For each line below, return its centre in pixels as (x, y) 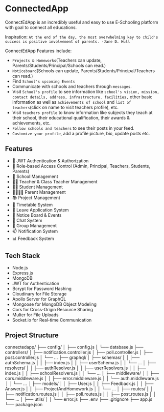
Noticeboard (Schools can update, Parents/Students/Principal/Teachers (83, 71)
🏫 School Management (35, 176)
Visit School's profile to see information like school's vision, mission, (86, 91)
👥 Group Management (35, 225)
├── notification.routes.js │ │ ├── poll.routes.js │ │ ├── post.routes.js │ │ (81, 394)
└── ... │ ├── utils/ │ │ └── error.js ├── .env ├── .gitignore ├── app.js (79, 399)
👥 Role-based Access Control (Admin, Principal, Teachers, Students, (81, 166)
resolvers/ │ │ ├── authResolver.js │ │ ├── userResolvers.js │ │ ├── (75, 368)
